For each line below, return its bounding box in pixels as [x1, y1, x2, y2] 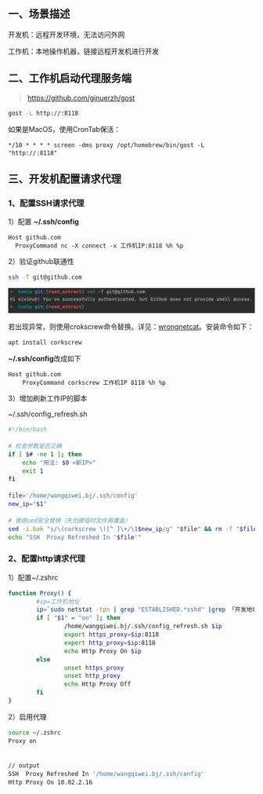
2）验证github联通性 [8, 257, 74, 266]
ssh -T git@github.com [8, 273, 82, 281]
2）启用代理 [8, 712, 47, 721]
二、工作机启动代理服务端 [8, 71, 131, 85]
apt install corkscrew [8, 338, 82, 347]
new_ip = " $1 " [8, 500, 47, 508]
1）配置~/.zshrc [8, 573, 59, 582]
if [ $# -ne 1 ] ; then [8, 450, 82, 458]
